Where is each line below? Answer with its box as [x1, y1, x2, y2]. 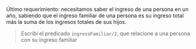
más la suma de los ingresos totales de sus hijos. [6, 19, 127, 25]
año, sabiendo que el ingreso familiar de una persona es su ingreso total [6, 12, 184, 19]
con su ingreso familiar [20, 36, 78, 43]
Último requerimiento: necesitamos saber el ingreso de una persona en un [6, 6, 189, 13]
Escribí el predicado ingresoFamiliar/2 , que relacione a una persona [20, 30, 190, 37]
